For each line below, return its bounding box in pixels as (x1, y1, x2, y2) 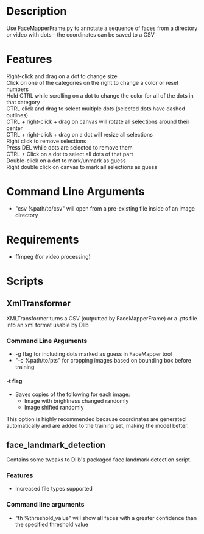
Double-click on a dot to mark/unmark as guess (6, 157, 126, 164)
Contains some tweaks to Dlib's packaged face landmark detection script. (6, 456, 192, 463)
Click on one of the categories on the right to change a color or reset (6, 79, 179, 86)
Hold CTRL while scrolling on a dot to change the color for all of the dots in (6, 92, 194, 99)
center (6, 124, 23, 132)
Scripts (6, 274, 44, 288)
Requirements (6, 233, 79, 247)
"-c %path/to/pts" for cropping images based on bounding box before (15, 357, 192, 364)
